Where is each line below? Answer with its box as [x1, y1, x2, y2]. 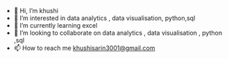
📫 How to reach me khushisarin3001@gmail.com [13, 44, 155, 52]
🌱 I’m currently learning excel [13, 22, 98, 29]
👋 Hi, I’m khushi [13, 7, 59, 15]
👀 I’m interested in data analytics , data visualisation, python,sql [13, 14, 196, 22]
